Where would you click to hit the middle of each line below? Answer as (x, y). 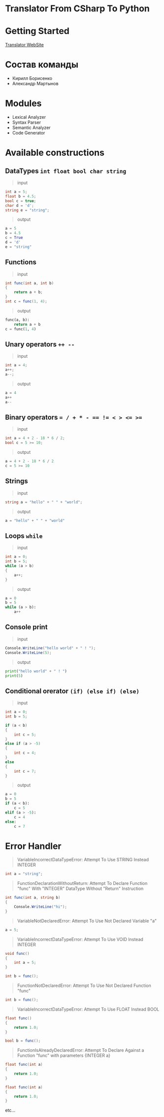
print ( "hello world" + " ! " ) (36, 671)
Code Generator (29, 133)
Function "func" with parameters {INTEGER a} (64, 1055)
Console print (26, 627)
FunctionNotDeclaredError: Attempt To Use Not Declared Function (84, 985)
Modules (23, 103)
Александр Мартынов (35, 84)
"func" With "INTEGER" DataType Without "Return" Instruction (80, 889)
